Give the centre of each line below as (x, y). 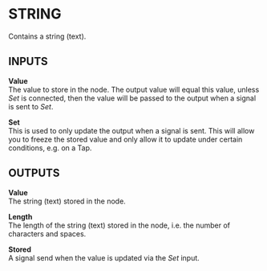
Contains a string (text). (47, 36)
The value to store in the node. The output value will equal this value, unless (134, 89)
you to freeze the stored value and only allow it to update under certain (125, 139)
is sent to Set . (31, 106)
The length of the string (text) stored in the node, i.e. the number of (119, 225)
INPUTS (28, 62)
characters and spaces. (47, 233)
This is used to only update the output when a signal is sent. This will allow (131, 130)
